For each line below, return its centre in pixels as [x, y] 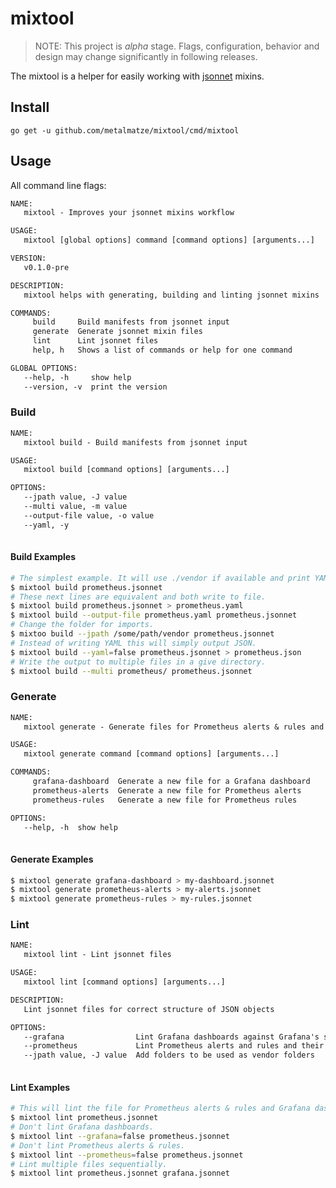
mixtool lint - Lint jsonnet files [97, 955]
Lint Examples [40, 1087]
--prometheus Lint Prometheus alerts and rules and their [174, 1046]
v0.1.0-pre [46, 267]
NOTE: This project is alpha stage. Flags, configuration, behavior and [177, 46]
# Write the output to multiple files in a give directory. [138, 662]
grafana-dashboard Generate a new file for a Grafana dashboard [171, 782]
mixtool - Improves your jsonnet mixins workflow [129, 213]
